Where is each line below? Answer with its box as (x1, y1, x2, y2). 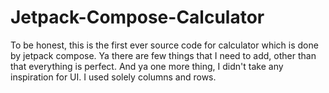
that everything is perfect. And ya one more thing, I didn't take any (10, 60, 284, 72)
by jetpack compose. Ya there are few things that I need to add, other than (10, 49, 317, 61)
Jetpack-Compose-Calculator (10, 6, 265, 29)
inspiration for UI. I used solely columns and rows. (10, 71, 217, 83)
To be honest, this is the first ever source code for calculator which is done (10, 39, 319, 51)
